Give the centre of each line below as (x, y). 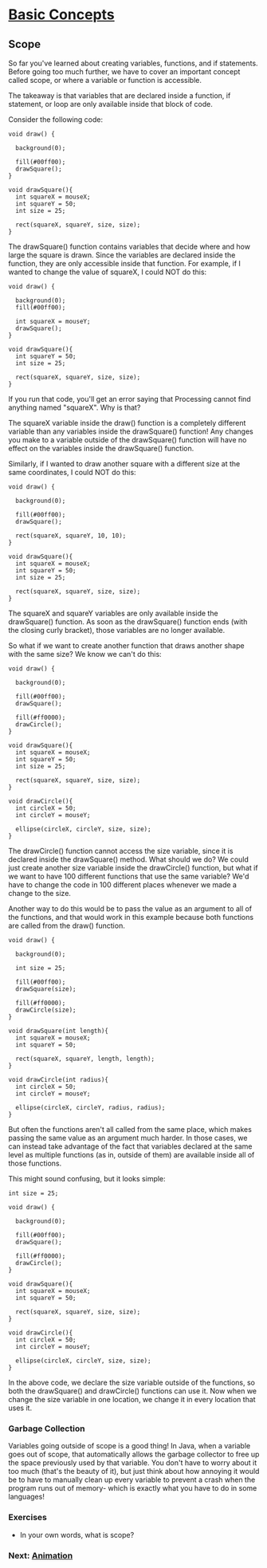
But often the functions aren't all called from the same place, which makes (130, 1129)
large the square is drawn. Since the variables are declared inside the (122, 255)
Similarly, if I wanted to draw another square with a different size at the (124, 464)
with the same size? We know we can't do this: (85, 654)
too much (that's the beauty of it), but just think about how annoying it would (134, 1472)
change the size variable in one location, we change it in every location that (132, 1399)
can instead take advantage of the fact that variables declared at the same (130, 1146)
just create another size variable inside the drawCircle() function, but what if (133, 868)
